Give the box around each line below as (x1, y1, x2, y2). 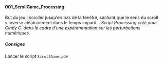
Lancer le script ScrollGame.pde (5, 53, 68, 59)
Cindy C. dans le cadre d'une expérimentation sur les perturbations (5, 25, 141, 31)
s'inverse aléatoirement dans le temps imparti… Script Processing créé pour (5, 20, 157, 26)
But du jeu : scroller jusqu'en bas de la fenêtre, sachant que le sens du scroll (5, 15, 158, 20)
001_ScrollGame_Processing (5, 4, 65, 10)
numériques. (5, 30, 31, 36)
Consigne (5, 41, 25, 47)
